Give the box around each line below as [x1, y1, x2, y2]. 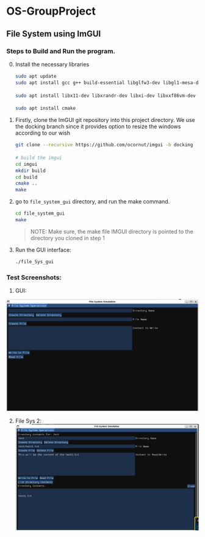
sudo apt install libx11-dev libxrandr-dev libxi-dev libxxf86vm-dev [15, 93, 196, 99]
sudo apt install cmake [15, 105, 76, 112]
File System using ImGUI [6, 29, 101, 39]
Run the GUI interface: [15, 246, 71, 254]
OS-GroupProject [6, 4, 96, 18]
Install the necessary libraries [15, 60, 90, 68]
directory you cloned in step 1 [30, 234, 105, 241]
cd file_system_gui [15, 210, 65, 217]
